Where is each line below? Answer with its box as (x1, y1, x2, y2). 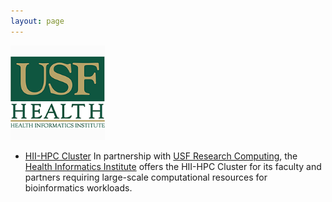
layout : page (10, 16, 65, 26)
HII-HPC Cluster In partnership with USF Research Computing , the (24, 150, 298, 162)
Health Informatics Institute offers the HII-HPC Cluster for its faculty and (24, 160, 322, 172)
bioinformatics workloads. (24, 181, 133, 194)
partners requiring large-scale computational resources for (24, 171, 268, 183)
